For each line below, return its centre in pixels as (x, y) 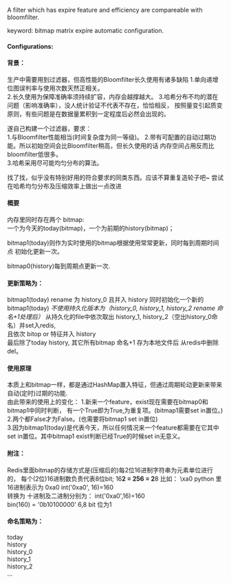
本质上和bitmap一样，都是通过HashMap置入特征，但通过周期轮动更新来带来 (115, 385)
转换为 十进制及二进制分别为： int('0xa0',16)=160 (76, 496)
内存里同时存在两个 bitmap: (46, 220)
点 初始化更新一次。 (35, 251)
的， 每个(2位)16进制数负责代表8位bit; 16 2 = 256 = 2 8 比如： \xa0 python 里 (114, 478)
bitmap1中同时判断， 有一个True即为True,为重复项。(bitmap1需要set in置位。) (115, 410)
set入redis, (41, 325)
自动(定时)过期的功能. (37, 393)
